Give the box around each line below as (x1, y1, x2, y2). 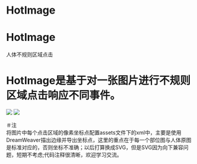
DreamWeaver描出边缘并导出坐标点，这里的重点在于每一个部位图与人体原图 (6, 137, 192, 144)
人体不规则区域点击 (6, 51, 53, 58)
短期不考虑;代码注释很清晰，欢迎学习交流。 (16, 152, 123, 159)
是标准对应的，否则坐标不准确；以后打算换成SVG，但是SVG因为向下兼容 (6, 144, 184, 151)
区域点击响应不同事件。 (6, 89, 121, 102)
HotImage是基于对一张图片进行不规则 (6, 74, 191, 88)
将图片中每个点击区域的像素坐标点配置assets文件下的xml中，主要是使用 (6, 129, 182, 136)
